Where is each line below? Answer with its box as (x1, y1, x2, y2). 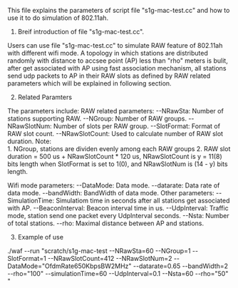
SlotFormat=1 (7, 254, 46, 262)
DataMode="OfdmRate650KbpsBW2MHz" (7, 262, 132, 270)
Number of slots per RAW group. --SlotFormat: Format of (53, 122, 221, 130)
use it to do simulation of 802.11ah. (7, 14, 109, 22)
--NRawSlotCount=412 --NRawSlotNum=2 (47, 254, 172, 262)
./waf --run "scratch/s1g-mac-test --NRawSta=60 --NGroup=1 (7, 247, 191, 255)
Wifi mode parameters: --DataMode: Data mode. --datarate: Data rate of (7, 181, 220, 190)
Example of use (17, 233, 64, 241)
